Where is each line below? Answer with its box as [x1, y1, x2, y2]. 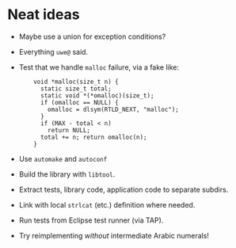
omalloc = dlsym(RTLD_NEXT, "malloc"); [48, 105, 179, 113]
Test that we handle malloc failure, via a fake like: [18, 62, 180, 72]
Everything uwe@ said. [18, 47, 89, 56]
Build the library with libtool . [18, 169, 116, 179]
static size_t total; [40, 85, 112, 93]
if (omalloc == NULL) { [40, 98, 120, 106]
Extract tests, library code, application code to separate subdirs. [18, 185, 229, 194]
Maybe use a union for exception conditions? [18, 32, 166, 41]
